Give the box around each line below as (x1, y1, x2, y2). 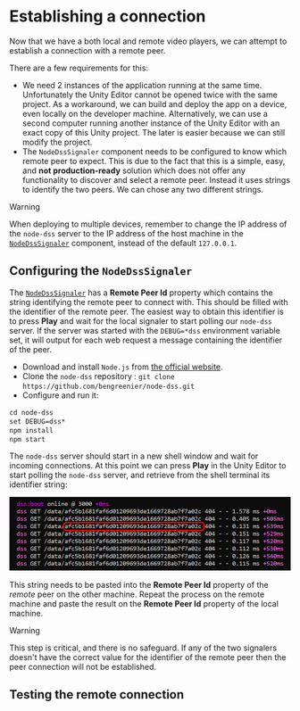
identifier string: (9, 479, 68, 490)
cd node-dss (9, 408, 54, 417)
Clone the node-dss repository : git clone (21, 370, 175, 381)
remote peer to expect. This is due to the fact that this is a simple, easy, (21, 155, 286, 166)
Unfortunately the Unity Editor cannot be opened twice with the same (21, 89, 279, 100)
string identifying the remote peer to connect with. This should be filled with (9, 296, 288, 307)
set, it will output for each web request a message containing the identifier (9, 335, 283, 345)
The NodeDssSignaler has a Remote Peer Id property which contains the (9, 287, 274, 298)
